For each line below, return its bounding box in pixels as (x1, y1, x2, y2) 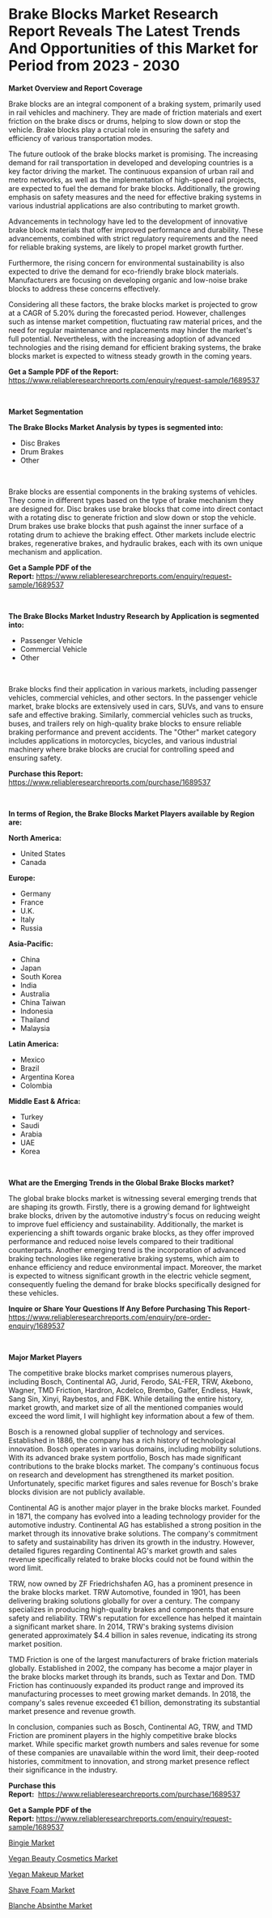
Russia (19, 923, 43, 932)
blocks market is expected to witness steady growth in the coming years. (8, 351, 253, 360)
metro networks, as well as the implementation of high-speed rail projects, (8, 175, 257, 185)
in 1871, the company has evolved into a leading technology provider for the (8, 1511, 261, 1521)
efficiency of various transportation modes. (8, 133, 153, 143)
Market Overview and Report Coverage (8, 83, 143, 93)
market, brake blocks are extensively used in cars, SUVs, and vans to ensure (8, 701, 265, 711)
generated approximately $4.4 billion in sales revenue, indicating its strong (8, 1630, 257, 1640)
